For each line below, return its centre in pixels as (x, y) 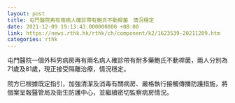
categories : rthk (33, 40)
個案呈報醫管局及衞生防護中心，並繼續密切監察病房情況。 (90, 93)
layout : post (26, 14)
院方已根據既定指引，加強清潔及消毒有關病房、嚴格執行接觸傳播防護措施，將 (117, 84)
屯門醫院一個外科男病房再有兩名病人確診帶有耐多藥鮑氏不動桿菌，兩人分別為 (117, 61)
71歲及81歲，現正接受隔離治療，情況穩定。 (69, 69)
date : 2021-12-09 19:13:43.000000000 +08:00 (73, 26)
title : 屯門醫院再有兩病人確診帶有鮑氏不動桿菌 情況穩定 (81, 20)
